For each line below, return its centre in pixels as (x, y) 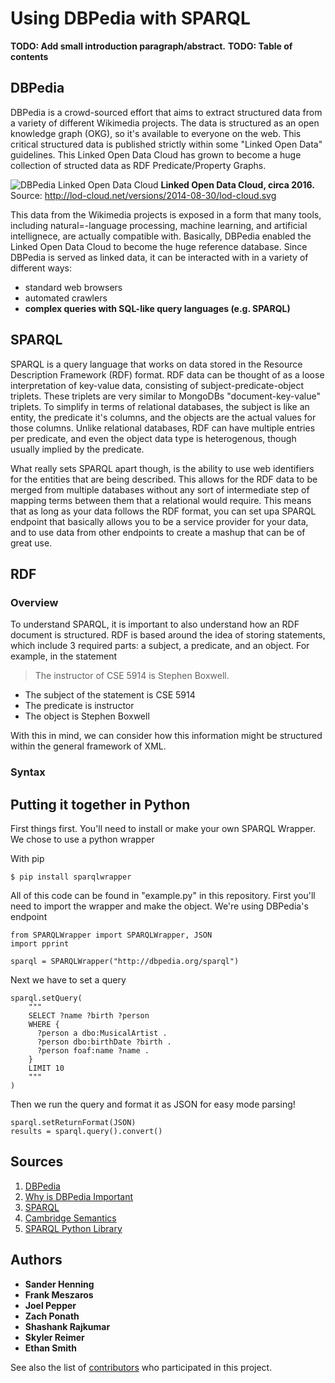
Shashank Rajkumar (67, 1326)
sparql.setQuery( (46, 998)
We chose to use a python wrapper (82, 839)
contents (29, 56)
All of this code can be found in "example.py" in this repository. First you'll (163, 895)
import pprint (40, 943)
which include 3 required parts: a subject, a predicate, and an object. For (160, 646)
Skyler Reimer (54, 1337)
